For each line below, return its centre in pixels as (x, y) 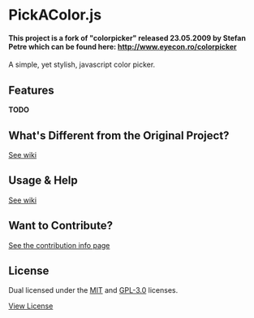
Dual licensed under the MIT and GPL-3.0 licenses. (93, 290)
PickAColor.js (55, 15)
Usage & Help (43, 181)
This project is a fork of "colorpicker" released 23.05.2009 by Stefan (127, 37)
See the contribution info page (59, 245)
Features (31, 90)
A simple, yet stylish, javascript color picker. (82, 65)
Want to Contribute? (61, 226)
